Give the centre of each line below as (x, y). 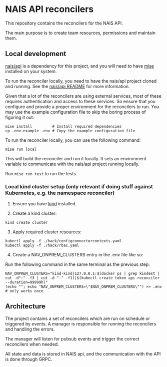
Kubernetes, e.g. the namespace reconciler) (60, 193)
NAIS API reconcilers (49, 9)
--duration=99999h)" (27, 282)
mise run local (21, 149)
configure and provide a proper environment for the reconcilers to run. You (82, 107)
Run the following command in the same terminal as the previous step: (77, 264)
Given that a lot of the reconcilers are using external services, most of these (83, 96)
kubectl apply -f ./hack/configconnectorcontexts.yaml (63, 241)
